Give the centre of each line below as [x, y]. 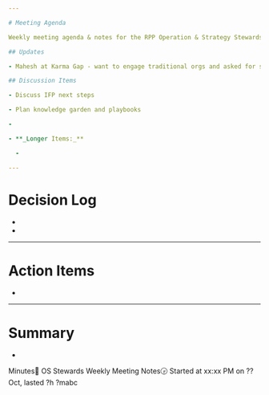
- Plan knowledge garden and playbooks [75, 110]
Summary [41, 333]
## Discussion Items [43, 81]
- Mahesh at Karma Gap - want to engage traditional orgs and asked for [132, 66]
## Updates [26, 52]
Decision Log [53, 200]
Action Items [51, 271]
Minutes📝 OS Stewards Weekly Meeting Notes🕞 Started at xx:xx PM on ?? [131, 371]
